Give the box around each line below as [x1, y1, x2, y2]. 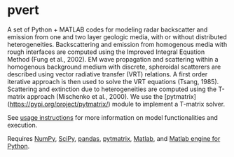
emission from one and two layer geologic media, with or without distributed [7, 32, 228, 41]
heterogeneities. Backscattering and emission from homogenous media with [7, 40, 228, 48]
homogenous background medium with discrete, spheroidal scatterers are [7, 62, 221, 71]
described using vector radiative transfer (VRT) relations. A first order [7, 69, 208, 78]
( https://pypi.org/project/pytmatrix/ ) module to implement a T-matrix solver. [7, 100, 226, 108]
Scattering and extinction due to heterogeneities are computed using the [7, 85, 217, 93]
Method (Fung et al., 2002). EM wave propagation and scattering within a [7, 55, 219, 63]
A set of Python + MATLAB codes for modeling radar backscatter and [7, 25, 208, 34]
